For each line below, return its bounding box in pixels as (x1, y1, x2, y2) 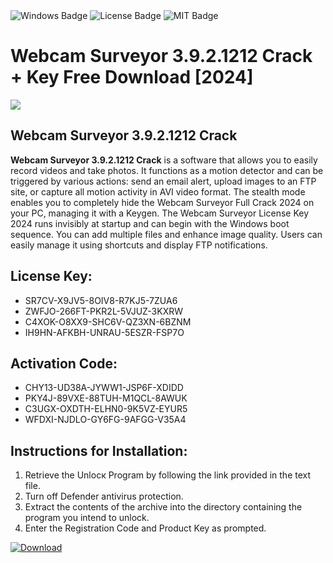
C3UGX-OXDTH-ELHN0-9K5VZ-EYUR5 (24, 403, 188, 415)
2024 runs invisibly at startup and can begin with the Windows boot (10, 217, 290, 229)
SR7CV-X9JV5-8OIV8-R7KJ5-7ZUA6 (24, 294, 178, 306)
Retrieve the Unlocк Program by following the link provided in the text (24, 469, 312, 481)
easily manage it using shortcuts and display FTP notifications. (10, 239, 268, 251)
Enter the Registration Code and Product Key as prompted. (24, 522, 267, 534)
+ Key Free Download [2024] (10, 66, 254, 89)
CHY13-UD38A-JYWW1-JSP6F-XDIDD (24, 382, 184, 394)
